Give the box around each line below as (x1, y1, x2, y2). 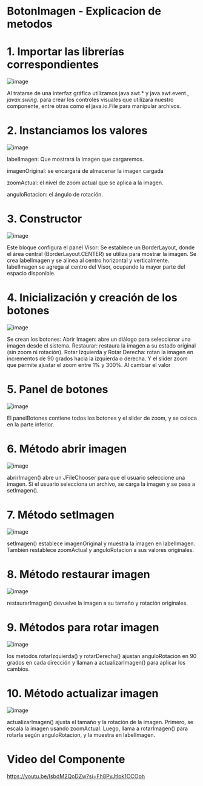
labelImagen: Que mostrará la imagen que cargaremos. (7, 156, 144, 163)
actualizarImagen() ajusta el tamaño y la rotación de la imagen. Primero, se (7, 718, 194, 725)
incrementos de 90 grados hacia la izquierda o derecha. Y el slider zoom (7, 355, 188, 362)
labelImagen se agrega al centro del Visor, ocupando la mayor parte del (7, 263, 185, 270)
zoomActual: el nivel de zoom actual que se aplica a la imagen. (7, 179, 164, 186)
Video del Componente (7, 752, 125, 766)
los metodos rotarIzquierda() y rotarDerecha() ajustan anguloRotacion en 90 (7, 652, 197, 659)
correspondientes (7, 58, 99, 72)
